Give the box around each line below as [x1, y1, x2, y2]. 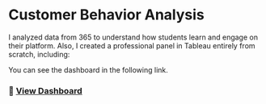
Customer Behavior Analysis [8, 6, 205, 24]
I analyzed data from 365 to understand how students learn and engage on [8, 32, 259, 42]
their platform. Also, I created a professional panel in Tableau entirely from [8, 40, 256, 50]
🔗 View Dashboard [8, 85, 82, 96]
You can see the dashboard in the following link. [8, 64, 168, 74]
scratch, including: [8, 49, 70, 59]
